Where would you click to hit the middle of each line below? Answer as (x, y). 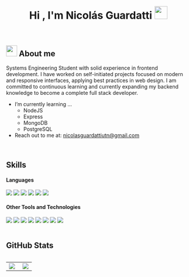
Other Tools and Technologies (43, 207)
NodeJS (33, 110)
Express (33, 117)
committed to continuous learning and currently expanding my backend (92, 86)
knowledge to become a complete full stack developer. (72, 93)
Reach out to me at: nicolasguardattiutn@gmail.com (77, 135)
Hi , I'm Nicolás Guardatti (91, 16)
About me (37, 54)
